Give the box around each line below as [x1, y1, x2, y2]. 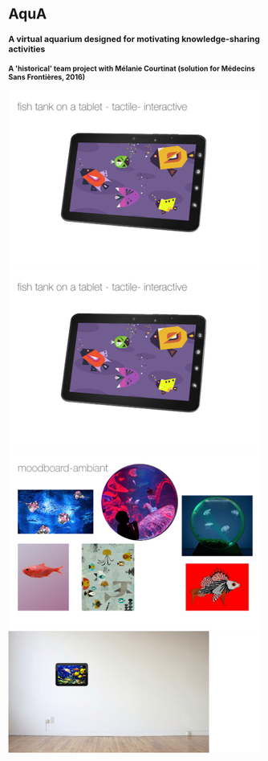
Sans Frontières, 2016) [8, 72, 86, 81]
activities [8, 43, 46, 55]
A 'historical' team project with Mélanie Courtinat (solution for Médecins [8, 63, 255, 73]
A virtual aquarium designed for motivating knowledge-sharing [8, 34, 261, 45]
